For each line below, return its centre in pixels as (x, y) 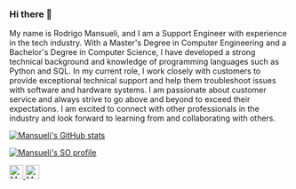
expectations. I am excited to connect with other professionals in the (134, 109)
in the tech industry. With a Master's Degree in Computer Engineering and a (148, 43)
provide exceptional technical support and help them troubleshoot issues (143, 81)
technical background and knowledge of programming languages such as (144, 62)
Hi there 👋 (31, 14)
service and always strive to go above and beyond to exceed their (130, 99)
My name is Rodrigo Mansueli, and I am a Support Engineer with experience (148, 34)
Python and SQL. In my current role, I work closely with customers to (135, 71)
